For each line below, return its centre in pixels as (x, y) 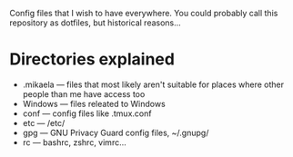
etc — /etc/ (44, 123)
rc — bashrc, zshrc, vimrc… (75, 142)
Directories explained (92, 59)
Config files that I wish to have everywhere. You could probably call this (144, 13)
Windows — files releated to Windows (94, 103)
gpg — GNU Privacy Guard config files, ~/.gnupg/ (116, 132)
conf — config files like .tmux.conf (87, 113)
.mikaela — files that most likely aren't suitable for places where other (153, 84)
